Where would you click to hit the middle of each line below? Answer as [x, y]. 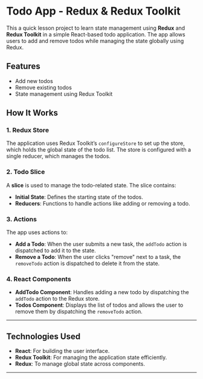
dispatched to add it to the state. [56, 250]
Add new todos [34, 81]
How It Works [32, 113]
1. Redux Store [28, 130]
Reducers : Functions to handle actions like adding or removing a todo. [102, 203]
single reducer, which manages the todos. [58, 156]
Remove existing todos [43, 87]
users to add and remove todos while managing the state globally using [95, 41]
